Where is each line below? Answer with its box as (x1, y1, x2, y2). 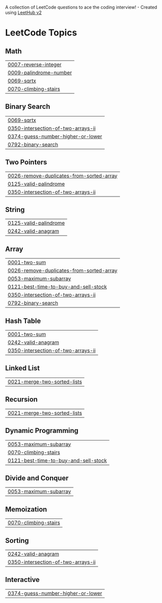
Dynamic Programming (5, 426, 78, 435)
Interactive (5, 575, 40, 584)
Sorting (5, 536, 29, 544)
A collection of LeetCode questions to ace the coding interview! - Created (5, 4, 157, 10)
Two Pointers (5, 158, 47, 166)
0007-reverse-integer (7, 61, 61, 68)
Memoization (5, 505, 47, 513)
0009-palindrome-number (7, 69, 72, 76)
